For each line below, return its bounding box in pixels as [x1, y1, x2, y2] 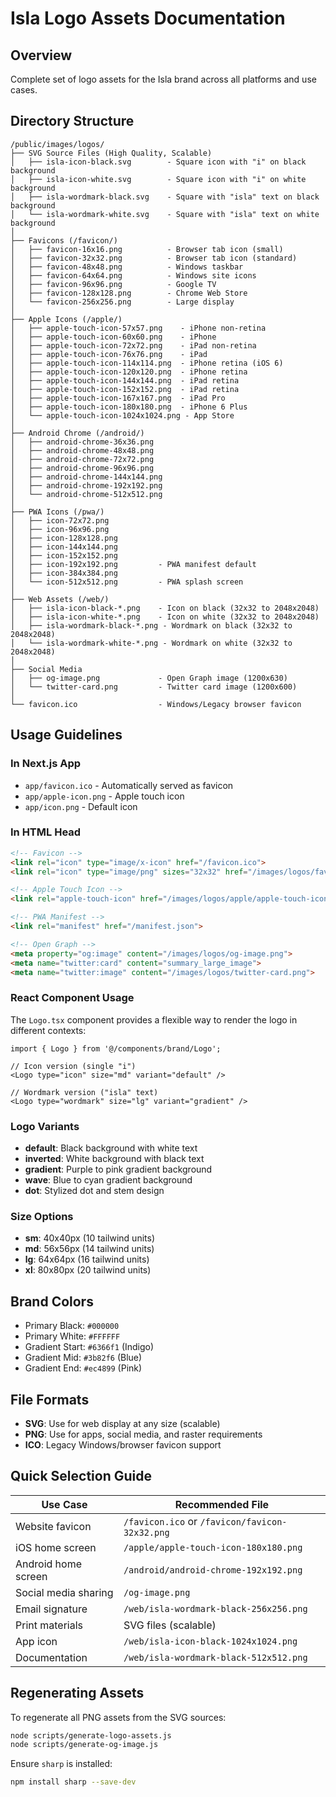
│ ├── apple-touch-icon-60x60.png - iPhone [10, 332, 217, 342]
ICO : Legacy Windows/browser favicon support [24, 1438, 222, 1451]
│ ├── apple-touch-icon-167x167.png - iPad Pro [10, 393, 226, 403]
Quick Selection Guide [10, 1468, 152, 1485]
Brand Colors [10, 1293, 94, 1310]
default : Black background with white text [24, 1142, 198, 1154]
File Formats [10, 1391, 90, 1408]
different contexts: [10, 1024, 87, 1036]
